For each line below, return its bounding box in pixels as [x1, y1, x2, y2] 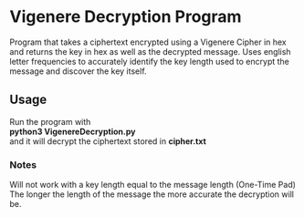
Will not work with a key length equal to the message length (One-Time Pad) [9, 180, 297, 191]
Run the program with [9, 116, 91, 127]
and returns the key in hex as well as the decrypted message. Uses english [9, 46, 291, 57]
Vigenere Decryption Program [9, 6, 242, 27]
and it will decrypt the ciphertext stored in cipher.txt [9, 135, 207, 147]
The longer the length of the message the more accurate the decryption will [9, 189, 295, 200]
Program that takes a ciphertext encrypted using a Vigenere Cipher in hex [9, 36, 288, 47]
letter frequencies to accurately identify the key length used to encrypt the [9, 56, 289, 67]
